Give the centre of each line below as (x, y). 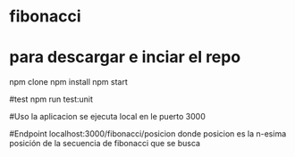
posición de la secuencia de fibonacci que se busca (105, 144)
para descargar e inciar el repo (125, 58)
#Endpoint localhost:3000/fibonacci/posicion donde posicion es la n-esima (148, 134)
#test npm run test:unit (51, 99)
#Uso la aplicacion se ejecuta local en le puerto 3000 (107, 117)
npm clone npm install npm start (68, 82)
